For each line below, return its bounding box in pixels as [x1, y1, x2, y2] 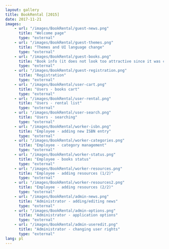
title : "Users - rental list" [18, 101, 82, 106]
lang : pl [5, 236, 24, 241]
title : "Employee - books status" [18, 157, 92, 162]
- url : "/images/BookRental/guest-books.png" [14, 54, 112, 59]
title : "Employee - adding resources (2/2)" [18, 185, 114, 190]
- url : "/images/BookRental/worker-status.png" [14, 152, 116, 157]
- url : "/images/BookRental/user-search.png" [14, 110, 112, 115]
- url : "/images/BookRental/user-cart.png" [14, 82, 107, 87]
